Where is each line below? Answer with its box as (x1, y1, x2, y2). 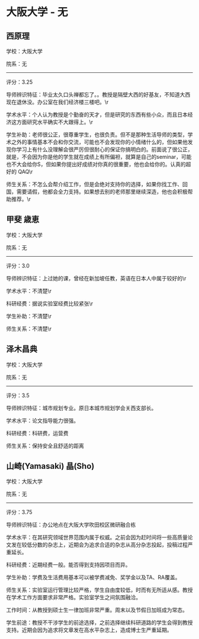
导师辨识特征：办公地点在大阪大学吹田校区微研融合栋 (6, 521, 136, 528)
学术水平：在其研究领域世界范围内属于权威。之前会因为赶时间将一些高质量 (6, 534, 188, 541)
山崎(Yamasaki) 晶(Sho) (6, 461, 95, 471)
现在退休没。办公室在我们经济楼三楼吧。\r (6, 98, 109, 106)
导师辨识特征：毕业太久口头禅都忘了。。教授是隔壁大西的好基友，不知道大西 (6, 91, 191, 98)
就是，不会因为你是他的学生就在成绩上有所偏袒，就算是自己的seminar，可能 (6, 154, 192, 160)
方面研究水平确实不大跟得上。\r (16, 119, 94, 125)
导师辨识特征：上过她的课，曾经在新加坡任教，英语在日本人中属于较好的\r (6, 274, 187, 282)
